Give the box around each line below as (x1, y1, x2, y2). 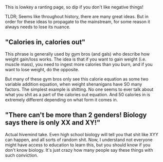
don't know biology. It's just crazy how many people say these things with (5, 147, 153, 153)
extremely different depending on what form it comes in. (5, 97, 118, 102)
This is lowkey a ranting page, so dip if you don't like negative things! (5, 4, 144, 10)
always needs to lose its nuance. (5, 24, 71, 30)
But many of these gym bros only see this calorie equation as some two (5, 76, 148, 82)
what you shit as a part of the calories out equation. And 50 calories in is (5, 91, 150, 97)
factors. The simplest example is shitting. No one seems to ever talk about (5, 86, 154, 92)
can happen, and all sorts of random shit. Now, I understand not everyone (5, 137, 153, 142)
